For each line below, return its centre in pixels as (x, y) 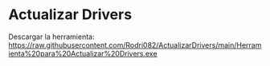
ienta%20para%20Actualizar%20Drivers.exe (83, 53)
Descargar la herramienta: (51, 37)
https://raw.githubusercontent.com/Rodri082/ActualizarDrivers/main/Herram (135, 45)
